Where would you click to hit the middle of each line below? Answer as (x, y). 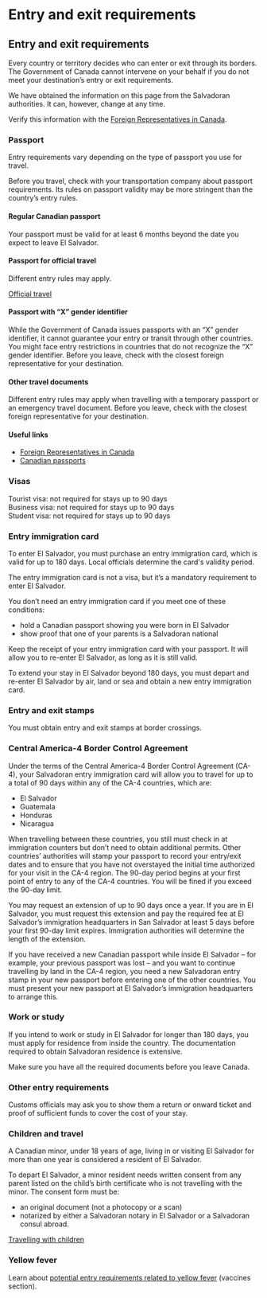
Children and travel (46, 1134)
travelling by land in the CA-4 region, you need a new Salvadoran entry (124, 971)
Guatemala (37, 806)
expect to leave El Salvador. (54, 242)
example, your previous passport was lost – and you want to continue (122, 963)
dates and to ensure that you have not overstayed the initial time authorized (132, 864)
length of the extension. (47, 939)
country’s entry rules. (43, 198)
